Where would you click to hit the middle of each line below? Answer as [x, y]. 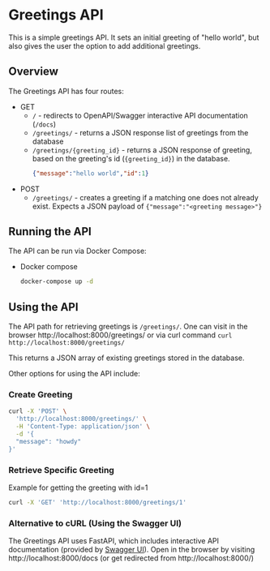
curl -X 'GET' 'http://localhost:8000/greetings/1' [97, 502]
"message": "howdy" [49, 441]
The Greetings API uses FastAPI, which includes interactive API [114, 541]
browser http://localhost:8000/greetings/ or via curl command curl [120, 335]
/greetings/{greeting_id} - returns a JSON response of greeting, [142, 150]
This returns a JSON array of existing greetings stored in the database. [126, 358]
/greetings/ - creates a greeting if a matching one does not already [146, 197]
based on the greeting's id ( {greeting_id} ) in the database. [131, 158]
